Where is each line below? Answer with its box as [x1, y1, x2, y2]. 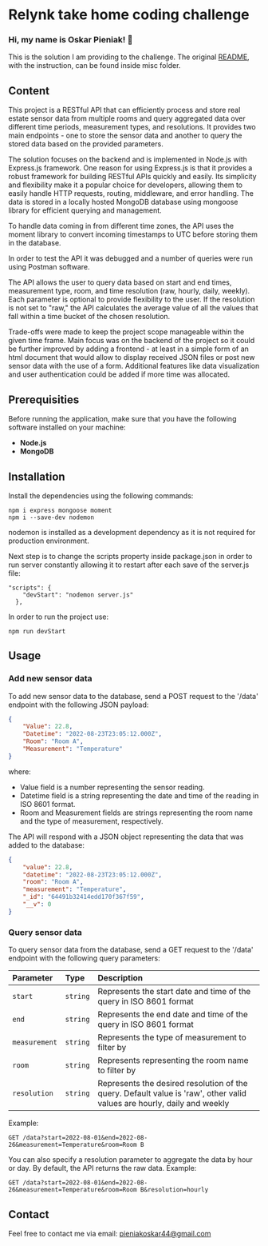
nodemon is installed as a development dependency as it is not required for [8, 527, 256, 537]
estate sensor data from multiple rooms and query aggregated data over [8, 114, 246, 123]
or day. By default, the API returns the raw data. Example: [8, 1164, 197, 1173]
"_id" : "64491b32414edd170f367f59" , [22, 893, 145, 901]
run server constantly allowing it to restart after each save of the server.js [8, 560, 250, 569]
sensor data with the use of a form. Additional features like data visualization [8, 361, 260, 371]
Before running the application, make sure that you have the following [8, 414, 237, 424]
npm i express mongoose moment [8, 506, 112, 514]
